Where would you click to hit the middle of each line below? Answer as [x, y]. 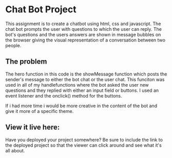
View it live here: [33, 127]
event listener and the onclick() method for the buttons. [64, 95]
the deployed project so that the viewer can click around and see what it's [83, 145]
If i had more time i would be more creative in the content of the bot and [81, 106]
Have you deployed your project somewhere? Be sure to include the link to [84, 140]
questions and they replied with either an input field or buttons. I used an [82, 90]
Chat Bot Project [41, 9]
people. [13, 45]
